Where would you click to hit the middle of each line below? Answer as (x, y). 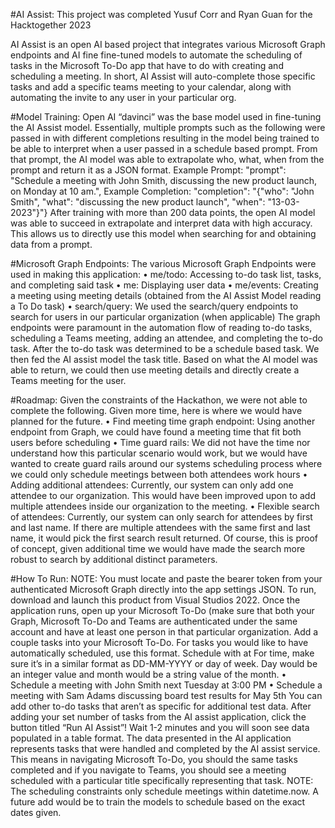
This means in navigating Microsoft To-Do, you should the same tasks (154, 759)
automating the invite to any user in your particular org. (123, 97)
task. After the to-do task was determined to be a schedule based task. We (165, 348)
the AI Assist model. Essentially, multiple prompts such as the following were (168, 127)
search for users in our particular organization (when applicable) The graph (165, 317)
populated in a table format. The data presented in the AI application (151, 738)
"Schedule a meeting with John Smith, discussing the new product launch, (164, 180)
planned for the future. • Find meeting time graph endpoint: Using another (163, 421)
